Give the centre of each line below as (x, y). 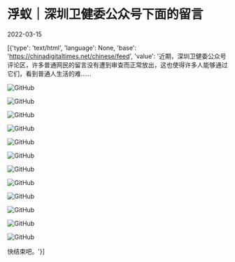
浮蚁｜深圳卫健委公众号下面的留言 (106, 14)
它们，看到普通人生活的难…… (50, 74)
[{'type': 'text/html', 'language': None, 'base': (72, 48)
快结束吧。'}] (26, 251)
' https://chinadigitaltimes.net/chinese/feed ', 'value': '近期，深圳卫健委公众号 (117, 56)
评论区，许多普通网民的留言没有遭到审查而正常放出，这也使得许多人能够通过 (117, 64)
